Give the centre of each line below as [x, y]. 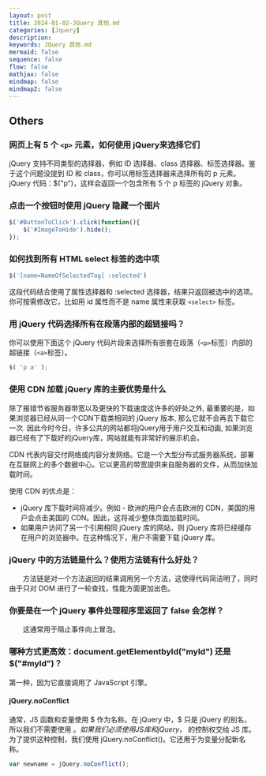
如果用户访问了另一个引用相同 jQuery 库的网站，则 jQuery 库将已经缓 [133, 527]
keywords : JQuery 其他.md [50, 45]
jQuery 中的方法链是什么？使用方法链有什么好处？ [104, 560]
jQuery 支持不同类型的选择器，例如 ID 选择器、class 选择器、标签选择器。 [129, 163]
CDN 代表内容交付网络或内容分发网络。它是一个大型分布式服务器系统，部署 [132, 454]
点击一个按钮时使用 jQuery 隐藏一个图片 [85, 205]
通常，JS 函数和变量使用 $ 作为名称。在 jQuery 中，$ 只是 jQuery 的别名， [130, 719]
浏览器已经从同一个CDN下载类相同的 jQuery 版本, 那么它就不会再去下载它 [135, 418]
